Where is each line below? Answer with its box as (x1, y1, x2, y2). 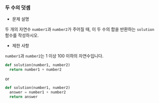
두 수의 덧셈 (5, 4, 31, 11)
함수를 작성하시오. (5, 32, 39, 38)
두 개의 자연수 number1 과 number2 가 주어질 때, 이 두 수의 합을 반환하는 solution (5, 27, 155, 32)
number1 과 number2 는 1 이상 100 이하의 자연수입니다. (5, 53, 104, 59)
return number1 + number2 (9, 67, 62, 72)
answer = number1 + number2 (9, 89, 66, 95)
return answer (9, 94, 38, 99)
